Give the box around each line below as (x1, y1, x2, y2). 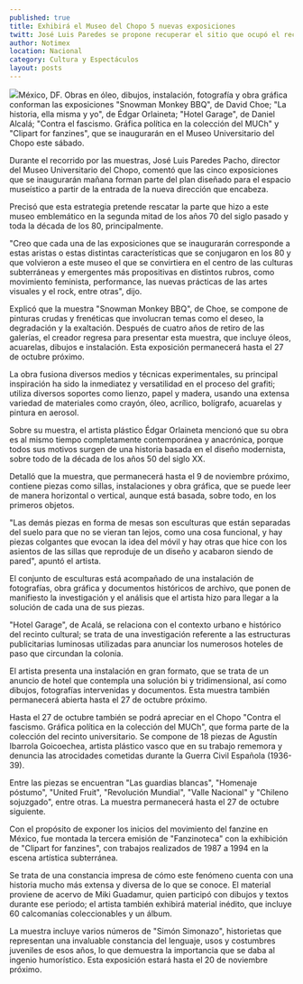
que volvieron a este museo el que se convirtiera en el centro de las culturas (9, 256, 293, 267)
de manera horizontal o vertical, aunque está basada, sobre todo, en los (9, 489, 277, 501)
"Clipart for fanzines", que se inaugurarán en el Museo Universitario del (9, 127, 275, 138)
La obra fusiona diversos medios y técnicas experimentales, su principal (9, 368, 278, 379)
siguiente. (9, 805, 47, 817)
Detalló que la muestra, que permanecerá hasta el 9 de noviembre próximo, (9, 470, 290, 481)
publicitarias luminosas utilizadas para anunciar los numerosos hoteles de (9, 638, 284, 649)
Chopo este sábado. (9, 137, 85, 148)
